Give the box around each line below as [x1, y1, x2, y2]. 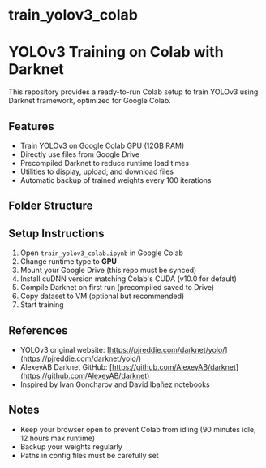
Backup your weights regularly [19, 441, 123, 452]
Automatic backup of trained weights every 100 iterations [19, 175, 212, 184]
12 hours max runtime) [19, 433, 96, 443]
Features [8, 119, 54, 133]
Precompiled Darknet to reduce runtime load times [19, 158, 189, 167]
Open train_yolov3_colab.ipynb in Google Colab [19, 248, 184, 258]
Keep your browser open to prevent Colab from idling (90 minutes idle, [19, 424, 257, 434]
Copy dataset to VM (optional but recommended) [19, 291, 185, 301]
